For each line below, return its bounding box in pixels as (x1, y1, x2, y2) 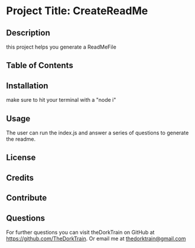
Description (6, 28, 50, 38)
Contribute (6, 193, 47, 203)
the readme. (6, 136, 36, 143)
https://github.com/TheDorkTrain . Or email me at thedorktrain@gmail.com (6, 235, 186, 242)
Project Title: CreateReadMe (6, 4, 148, 18)
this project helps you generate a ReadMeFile (6, 43, 116, 50)
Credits (6, 173, 34, 183)
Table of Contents (6, 60, 74, 70)
